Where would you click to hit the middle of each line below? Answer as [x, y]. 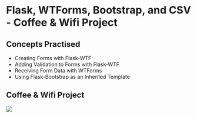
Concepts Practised [43, 44]
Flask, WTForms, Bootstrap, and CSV [98, 10]
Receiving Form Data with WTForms [58, 70]
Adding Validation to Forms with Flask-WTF [67, 64]
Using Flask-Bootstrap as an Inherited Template [72, 77]
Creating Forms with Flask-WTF [53, 58]
